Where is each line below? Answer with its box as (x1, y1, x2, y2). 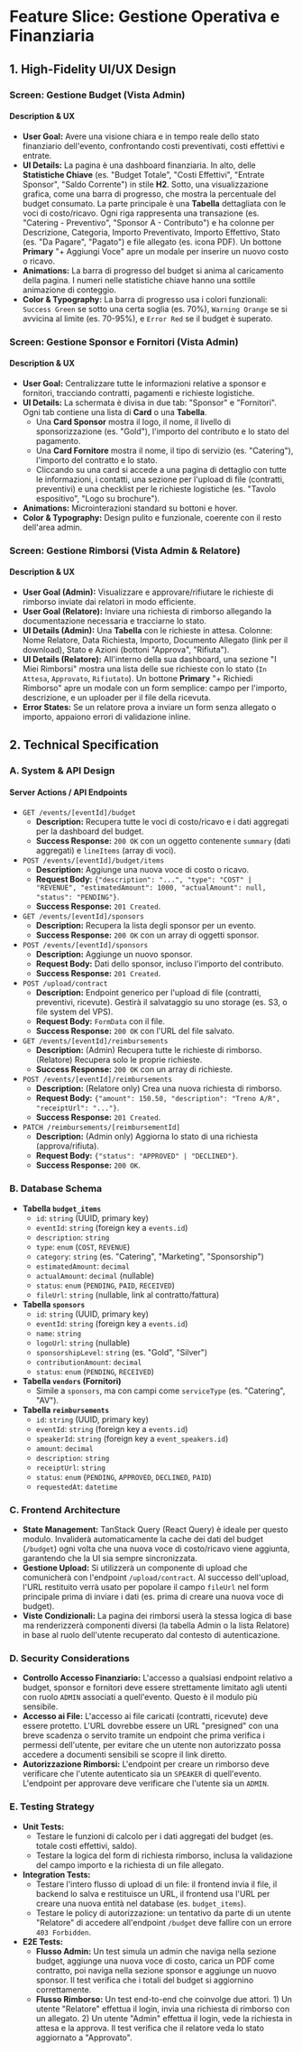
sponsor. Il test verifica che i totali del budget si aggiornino (35, 1974, 254, 1985)
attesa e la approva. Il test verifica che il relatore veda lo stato (35, 2022, 264, 2033)
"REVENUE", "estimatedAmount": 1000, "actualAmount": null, (35, 883, 267, 892)
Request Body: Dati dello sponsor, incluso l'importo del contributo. (35, 958, 284, 969)
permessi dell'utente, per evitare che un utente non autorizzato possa (22, 1740, 281, 1751)
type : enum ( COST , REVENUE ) (35, 1241, 131, 1252)
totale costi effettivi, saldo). (35, 1840, 138, 1851)
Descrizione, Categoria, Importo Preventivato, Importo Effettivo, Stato (22, 226, 281, 237)
